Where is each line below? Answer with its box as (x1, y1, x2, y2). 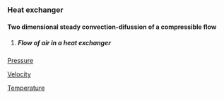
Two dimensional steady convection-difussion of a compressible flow (7, 23, 217, 31)
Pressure (7, 57, 34, 65)
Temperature (7, 83, 45, 93)
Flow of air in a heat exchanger (17, 39, 112, 47)
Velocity (7, 70, 32, 78)
